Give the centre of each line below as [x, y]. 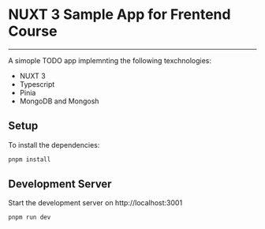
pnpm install [30, 160]
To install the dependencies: [54, 145]
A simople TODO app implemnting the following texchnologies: [110, 60]
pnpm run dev [30, 218]
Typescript [37, 84]
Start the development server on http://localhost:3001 [95, 203]
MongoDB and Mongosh [59, 101]
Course [33, 31]
